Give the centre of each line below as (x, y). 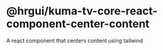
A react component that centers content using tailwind (75, 40)
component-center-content (78, 24)
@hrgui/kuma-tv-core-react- (82, 11)
